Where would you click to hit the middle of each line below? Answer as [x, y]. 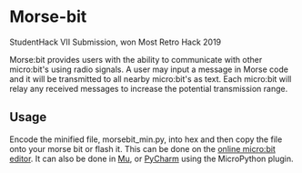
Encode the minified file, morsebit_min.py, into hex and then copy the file [146, 139]
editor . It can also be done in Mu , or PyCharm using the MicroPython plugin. [151, 158]
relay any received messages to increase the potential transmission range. [149, 88]
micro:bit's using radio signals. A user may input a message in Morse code [149, 69]
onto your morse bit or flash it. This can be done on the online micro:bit [142, 148]
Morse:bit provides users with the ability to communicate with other [136, 59]
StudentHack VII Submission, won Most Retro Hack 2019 [116, 42]
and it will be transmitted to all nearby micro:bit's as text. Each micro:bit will [151, 78]
